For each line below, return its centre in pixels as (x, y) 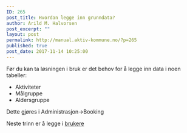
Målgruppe (29, 93)
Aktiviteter (28, 87)
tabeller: (17, 75)
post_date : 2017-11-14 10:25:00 (47, 52)
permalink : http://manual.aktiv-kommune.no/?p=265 (72, 40)
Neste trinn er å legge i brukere (45, 123)
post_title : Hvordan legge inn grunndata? (61, 18)
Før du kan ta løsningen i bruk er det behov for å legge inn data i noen (93, 69)
